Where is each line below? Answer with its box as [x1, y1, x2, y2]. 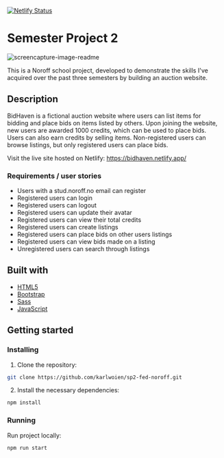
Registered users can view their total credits [16, 216, 142, 224]
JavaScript [16, 305, 48, 313]
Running [7, 416, 36, 425]
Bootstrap [16, 290, 45, 298]
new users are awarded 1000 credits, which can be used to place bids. [7, 126, 207, 134]
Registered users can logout [16, 201, 97, 209]
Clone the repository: [16, 360, 77, 369]
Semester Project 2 [7, 31, 119, 46]
